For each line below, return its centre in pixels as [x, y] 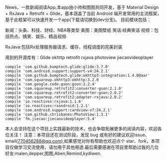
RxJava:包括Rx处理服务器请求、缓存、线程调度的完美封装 [64, 47]
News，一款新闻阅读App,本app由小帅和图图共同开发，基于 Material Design [82, 7]
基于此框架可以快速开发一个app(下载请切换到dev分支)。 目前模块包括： [78, 20]
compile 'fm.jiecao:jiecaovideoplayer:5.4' [51, 119]
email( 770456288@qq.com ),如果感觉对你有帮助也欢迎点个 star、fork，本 [80, 141]
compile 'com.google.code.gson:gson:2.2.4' [51, 84]
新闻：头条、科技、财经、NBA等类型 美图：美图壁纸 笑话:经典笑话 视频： [80, 30]
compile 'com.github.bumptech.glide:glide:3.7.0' [58, 67]
